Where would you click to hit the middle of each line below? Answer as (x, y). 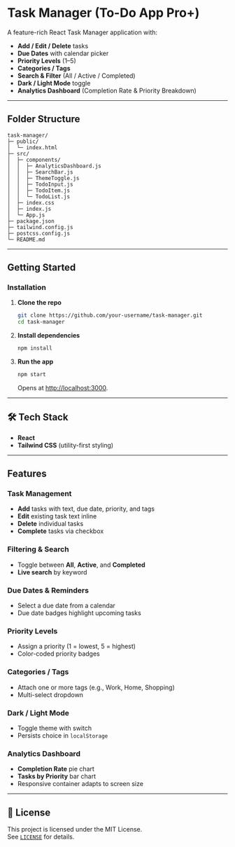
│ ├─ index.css (31, 202)
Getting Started (42, 268)
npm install (35, 348)
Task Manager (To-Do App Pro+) (104, 13)
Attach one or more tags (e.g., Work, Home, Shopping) (96, 687)
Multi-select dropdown (50, 694)
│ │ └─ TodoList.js (39, 197)
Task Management (40, 494)
